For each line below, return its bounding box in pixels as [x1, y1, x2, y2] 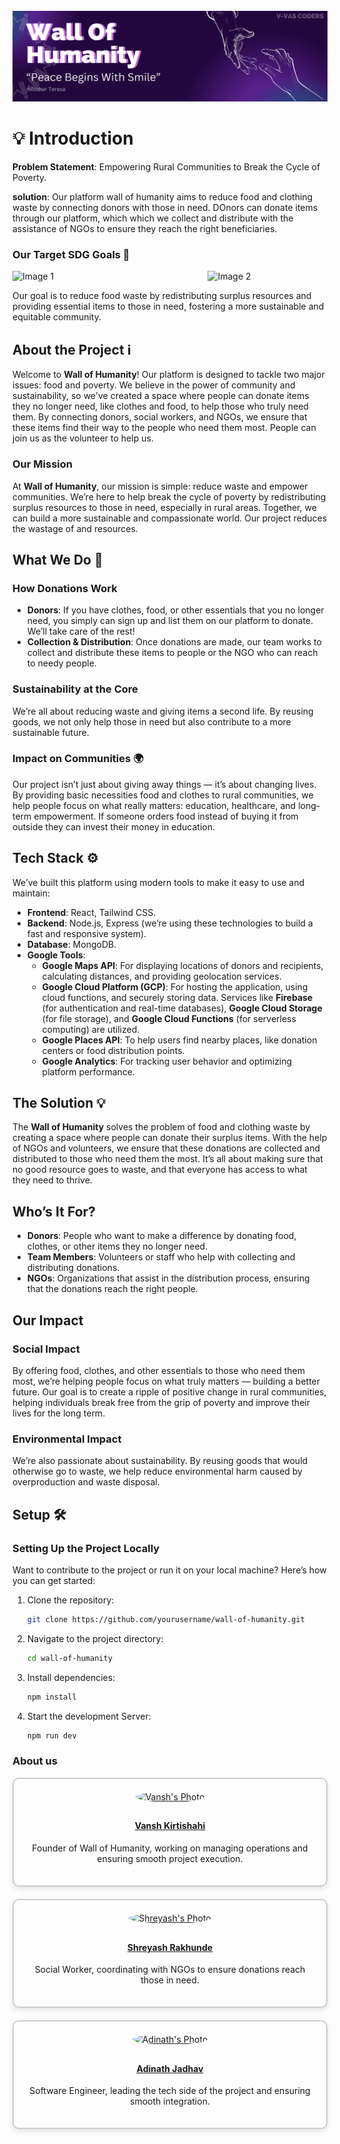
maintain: [12, 887, 50, 899]
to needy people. [26, 657, 97, 669]
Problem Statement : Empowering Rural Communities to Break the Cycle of [12, 161, 321, 173]
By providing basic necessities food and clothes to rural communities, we [12, 789, 314, 801]
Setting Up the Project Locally [12, 1541, 160, 1555]
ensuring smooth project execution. [96, 1852, 244, 1864]
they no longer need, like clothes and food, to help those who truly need [12, 400, 309, 413]
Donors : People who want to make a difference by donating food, [26, 1230, 297, 1242]
